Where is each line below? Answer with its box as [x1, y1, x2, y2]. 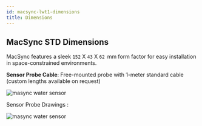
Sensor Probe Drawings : [6, 101, 69, 108]
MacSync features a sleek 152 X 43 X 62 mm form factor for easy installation [6, 53, 197, 61]
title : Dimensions [6, 15, 53, 21]
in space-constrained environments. [6, 59, 97, 67]
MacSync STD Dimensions [6, 37, 109, 47]
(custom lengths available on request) [6, 78, 101, 85]
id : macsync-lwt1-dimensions [6, 8, 80, 15]
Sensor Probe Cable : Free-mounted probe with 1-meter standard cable [6, 71, 184, 79]
